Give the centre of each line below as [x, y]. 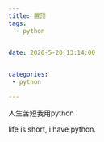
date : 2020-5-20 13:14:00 [52, 53]
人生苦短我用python [41, 113]
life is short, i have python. [52, 129]
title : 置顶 [27, 16]
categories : [28, 75]
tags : [17, 23]
